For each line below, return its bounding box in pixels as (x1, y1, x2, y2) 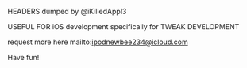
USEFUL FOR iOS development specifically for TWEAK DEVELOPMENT (7, 22, 240, 31)
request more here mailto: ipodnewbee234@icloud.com (7, 37, 188, 47)
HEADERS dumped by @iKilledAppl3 (7, 7, 127, 16)
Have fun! (7, 53, 40, 62)
